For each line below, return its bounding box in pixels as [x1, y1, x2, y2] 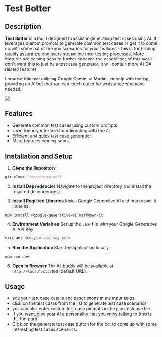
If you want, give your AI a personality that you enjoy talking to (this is [12, 311, 152, 317]
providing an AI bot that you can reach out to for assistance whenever [5, 81, 145, 87]
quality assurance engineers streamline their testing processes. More [5, 51, 144, 57]
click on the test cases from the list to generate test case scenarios [12, 300, 147, 306]
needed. [5, 86, 22, 92]
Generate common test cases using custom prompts [12, 122, 118, 128]
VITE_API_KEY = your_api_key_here [5, 236, 71, 241]
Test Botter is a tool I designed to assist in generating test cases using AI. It [5, 35, 157, 41]
